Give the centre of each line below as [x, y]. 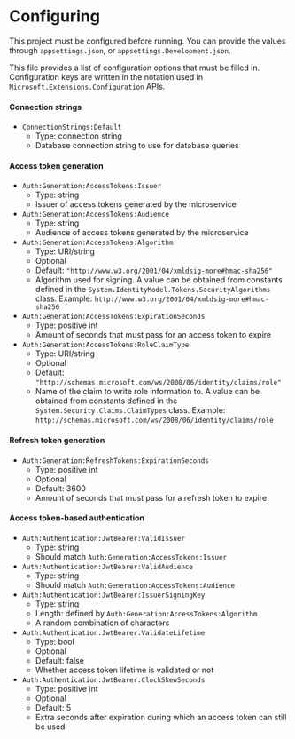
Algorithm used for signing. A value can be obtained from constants [159, 280]
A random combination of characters [102, 623]
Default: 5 [53, 707]
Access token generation [56, 165]
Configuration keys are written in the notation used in [106, 76]
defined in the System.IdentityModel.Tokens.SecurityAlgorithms [153, 290]
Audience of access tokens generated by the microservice [142, 233]
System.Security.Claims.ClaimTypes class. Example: [130, 410]
